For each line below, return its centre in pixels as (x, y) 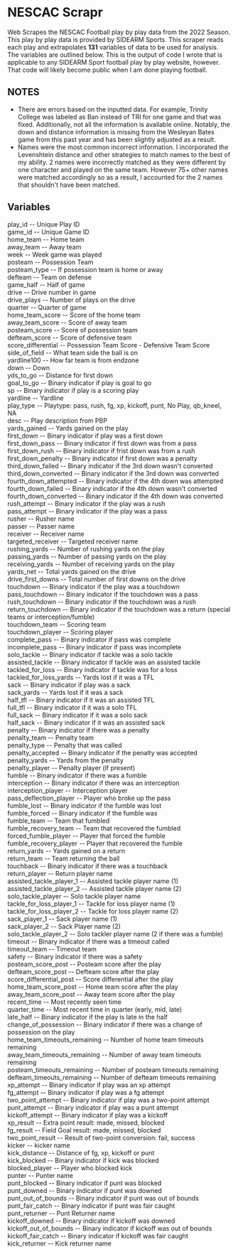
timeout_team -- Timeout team (52, 948)
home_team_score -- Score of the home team (74, 315)
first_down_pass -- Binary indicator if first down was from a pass (102, 443)
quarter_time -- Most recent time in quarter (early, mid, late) (95, 1009)
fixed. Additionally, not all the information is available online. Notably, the (124, 124)
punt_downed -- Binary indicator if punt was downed (85, 1190)
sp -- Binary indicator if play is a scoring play (73, 390)
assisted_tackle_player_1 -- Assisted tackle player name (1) (93, 881)
